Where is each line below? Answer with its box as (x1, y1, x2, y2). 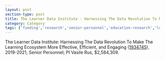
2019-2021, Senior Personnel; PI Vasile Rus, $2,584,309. (5, 50, 119, 56)
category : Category (5, 21, 45, 26)
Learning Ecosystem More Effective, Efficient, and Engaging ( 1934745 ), (5, 44, 150, 50)
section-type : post (5, 12, 45, 17)
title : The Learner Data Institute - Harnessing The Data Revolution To (5, 16, 157, 21)
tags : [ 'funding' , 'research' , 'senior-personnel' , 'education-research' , (5, 26, 155, 30)
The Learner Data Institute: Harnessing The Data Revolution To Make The (5, 39, 153, 45)
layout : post (5, 7, 32, 12)
